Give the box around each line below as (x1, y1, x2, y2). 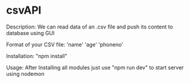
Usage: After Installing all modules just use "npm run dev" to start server (6, 63, 184, 71)
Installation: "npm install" (6, 52, 67, 59)
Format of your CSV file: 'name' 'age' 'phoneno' (6, 41, 124, 48)
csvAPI (6, 4, 42, 17)
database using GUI (6, 29, 55, 36)
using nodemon (6, 70, 45, 77)
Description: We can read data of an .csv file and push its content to (6, 23, 173, 30)
